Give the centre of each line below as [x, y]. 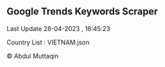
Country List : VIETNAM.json [48, 42]
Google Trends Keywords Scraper [82, 12]
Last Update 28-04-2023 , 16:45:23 [59, 28]
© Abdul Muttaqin [33, 56]
